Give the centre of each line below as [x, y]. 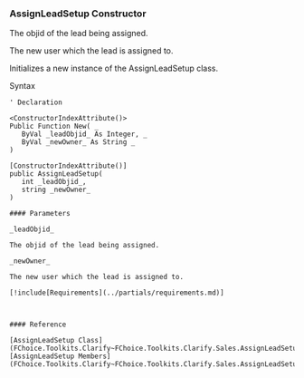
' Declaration [36, 102]
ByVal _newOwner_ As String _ [78, 142]
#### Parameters [40, 214]
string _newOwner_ [56, 190]
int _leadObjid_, [54, 182]
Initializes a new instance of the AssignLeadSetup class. [114, 68]
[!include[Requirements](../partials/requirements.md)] [117, 293]
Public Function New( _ [54, 126]
